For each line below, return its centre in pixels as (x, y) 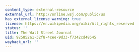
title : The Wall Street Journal (38, 33)
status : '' (16, 28)
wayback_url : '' (22, 42)
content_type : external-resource (40, 10)
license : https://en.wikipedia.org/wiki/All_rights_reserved (70, 24)
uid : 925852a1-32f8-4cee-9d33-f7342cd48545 (51, 38)
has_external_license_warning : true (43, 19)
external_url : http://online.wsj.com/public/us (55, 14)
